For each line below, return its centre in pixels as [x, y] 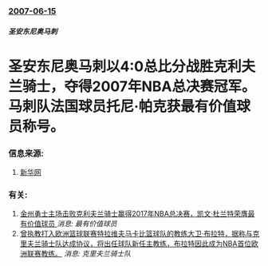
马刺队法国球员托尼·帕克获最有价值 [122, 106]
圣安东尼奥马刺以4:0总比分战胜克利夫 [132, 66]
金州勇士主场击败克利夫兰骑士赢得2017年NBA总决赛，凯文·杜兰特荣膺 [134, 214]
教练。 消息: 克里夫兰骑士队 [86, 254]
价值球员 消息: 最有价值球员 [72, 224]
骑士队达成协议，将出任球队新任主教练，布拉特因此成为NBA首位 [146, 244]
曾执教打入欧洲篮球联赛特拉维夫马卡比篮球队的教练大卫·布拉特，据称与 [136, 234]
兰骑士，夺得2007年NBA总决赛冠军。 [132, 86]
